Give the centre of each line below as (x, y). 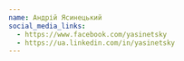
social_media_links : (48, 26)
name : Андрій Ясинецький (55, 17)
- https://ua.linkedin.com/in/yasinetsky (96, 43)
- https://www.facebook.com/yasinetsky (92, 34)
